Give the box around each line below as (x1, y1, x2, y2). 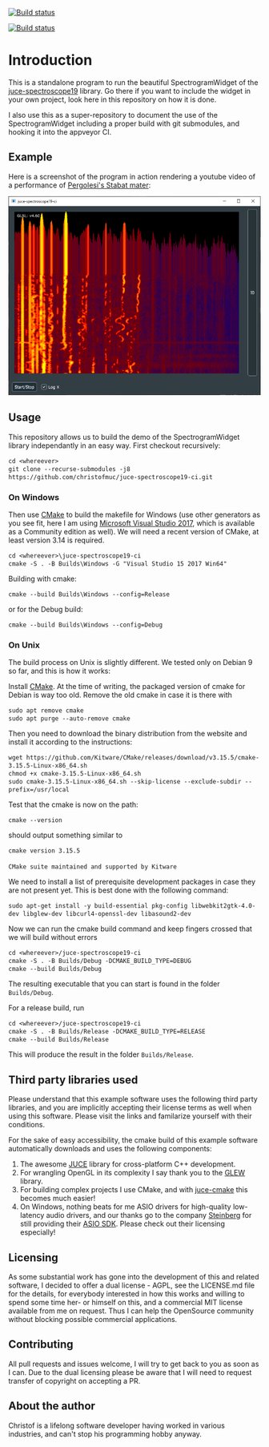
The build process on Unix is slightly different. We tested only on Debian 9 (8, 658, 253, 667)
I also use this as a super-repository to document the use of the (8, 110, 219, 119)
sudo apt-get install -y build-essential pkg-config (8, 902, 188, 910)
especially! (19, 1227, 56, 1237)
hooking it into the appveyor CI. (8, 127, 112, 136)
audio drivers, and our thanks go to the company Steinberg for (46, 1211, 252, 1220)
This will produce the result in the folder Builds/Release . (8, 1050, 194, 1059)
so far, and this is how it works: (8, 666, 110, 676)
